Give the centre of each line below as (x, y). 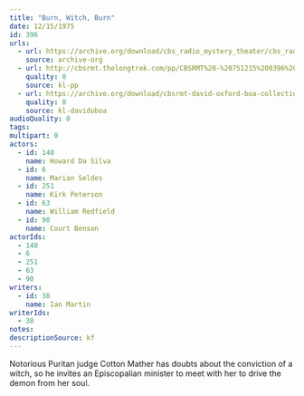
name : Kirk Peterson (64, 195)
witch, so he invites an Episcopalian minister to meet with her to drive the (146, 373)
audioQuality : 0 (40, 119)
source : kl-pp (52, 85)
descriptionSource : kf (52, 338)
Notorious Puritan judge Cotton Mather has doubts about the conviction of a (151, 363)
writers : (26, 287)
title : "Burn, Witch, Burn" (62, 18)
